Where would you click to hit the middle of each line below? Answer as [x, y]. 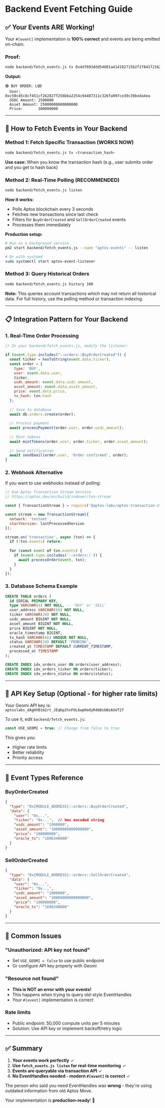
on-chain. [15, 44]
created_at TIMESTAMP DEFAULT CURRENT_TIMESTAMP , [61, 647]
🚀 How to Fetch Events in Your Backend [66, 128]
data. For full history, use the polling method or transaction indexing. [74, 299]
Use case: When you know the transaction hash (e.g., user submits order [79, 162]
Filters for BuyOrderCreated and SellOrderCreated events [69, 219]
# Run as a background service [37, 243]
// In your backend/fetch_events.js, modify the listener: [67, 346]
